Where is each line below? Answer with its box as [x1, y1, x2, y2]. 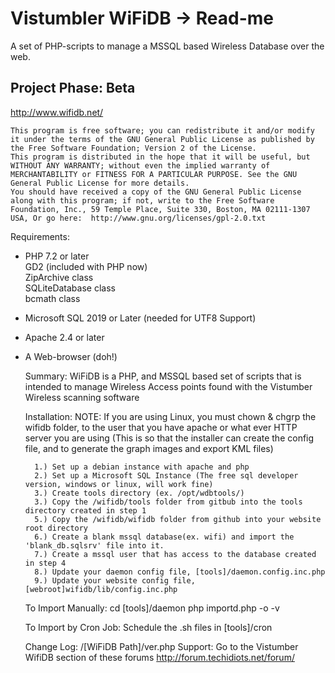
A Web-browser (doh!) [24, 350, 118, 362]
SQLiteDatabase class [24, 282, 116, 294]
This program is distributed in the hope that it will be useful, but [10, 152, 311, 162]
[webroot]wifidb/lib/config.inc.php [24, 584, 178, 594]
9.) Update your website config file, [34, 575, 196, 586]
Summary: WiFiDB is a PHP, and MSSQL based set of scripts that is [24, 370, 302, 382]
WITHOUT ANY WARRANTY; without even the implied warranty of [10, 160, 271, 171]
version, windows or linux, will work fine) [24, 479, 214, 489]
